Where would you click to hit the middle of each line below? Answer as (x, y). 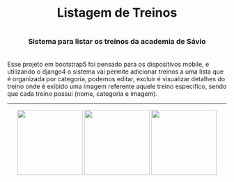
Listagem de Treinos (117, 13)
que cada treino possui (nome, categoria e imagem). (83, 93)
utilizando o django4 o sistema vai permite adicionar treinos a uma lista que (116, 72)
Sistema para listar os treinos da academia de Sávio (117, 42)
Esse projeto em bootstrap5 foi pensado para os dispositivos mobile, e (108, 64)
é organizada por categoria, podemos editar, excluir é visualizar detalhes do (116, 78)
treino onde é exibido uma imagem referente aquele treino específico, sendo (117, 86)
